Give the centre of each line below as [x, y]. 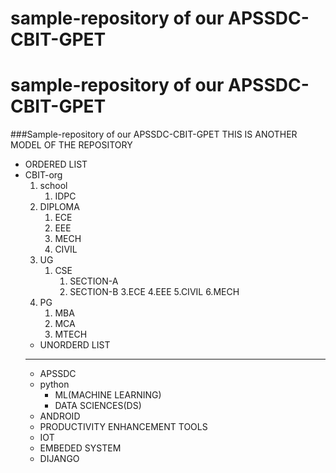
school [53, 186]
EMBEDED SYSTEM [80, 448]
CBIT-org [43, 175]
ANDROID [60, 416]
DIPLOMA [59, 207]
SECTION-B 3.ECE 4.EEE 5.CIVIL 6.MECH [154, 292]
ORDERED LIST [56, 164]
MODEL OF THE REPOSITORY [71, 145]
